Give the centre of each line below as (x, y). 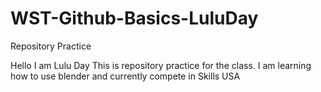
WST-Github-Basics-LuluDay (134, 18)
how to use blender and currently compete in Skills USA (125, 76)
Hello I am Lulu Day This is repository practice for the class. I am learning (161, 65)
